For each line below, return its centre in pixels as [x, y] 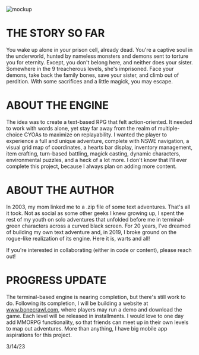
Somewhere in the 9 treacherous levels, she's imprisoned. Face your [90, 68]
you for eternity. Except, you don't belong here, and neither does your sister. [99, 62]
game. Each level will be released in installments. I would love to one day [95, 316]
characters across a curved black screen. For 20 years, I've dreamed [106, 226]
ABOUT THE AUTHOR [60, 190]
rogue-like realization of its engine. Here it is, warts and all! [78, 238]
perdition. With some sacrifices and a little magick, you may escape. [90, 81]
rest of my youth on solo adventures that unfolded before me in [84, 219]
